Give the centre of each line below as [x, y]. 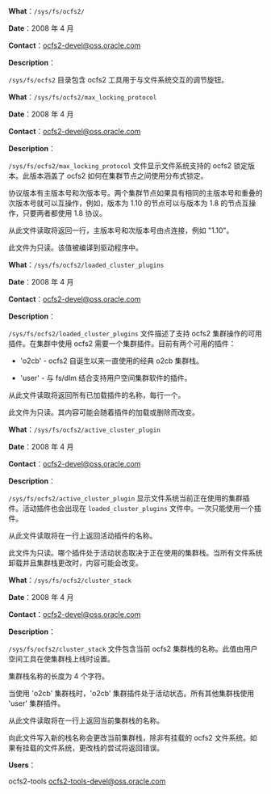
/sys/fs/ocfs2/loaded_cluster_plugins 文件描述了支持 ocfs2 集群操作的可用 [135, 334]
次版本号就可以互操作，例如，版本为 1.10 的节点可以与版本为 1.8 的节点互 [129, 203]
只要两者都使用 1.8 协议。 [64, 213]
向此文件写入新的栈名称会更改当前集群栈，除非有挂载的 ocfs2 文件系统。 [129, 738]
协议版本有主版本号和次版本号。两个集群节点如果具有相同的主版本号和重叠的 [135, 193]
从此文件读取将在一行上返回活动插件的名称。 [83, 536]
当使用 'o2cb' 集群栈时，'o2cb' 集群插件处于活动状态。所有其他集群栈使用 [131, 693]
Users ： [22, 765]
